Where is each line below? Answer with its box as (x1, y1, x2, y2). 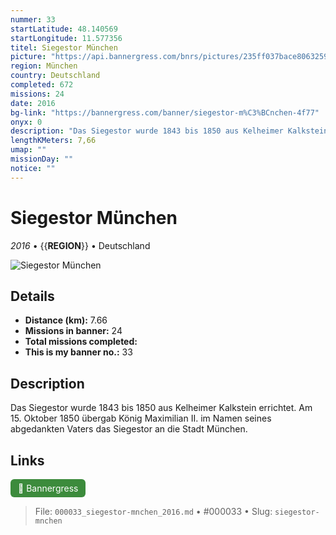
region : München (10, 61, 78, 71)
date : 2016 (10, 98, 56, 108)
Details (10, 287, 55, 305)
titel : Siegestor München (10, 42, 118, 53)
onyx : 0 (10, 117, 43, 127)
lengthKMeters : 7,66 (10, 136, 97, 146)
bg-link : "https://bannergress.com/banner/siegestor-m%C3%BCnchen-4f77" (10, 107, 320, 118)
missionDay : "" (10, 154, 74, 164)
